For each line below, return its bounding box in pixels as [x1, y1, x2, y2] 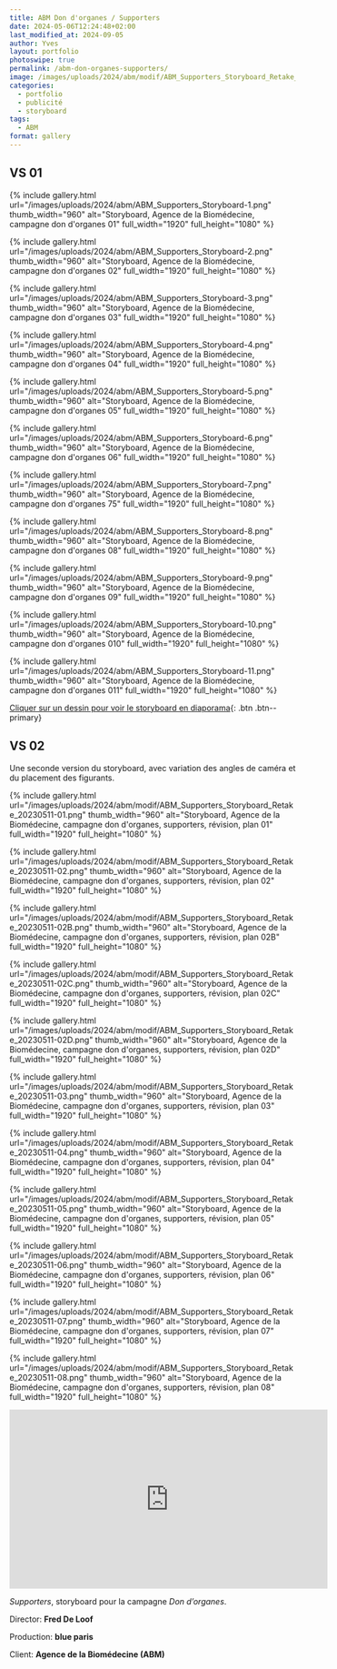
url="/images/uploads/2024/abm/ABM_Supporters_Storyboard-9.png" [9, 572, 273, 583]
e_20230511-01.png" [9, 809, 86, 819]
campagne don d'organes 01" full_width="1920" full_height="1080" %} [9, 218, 274, 229]
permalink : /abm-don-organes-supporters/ [9, 65, 169, 74]
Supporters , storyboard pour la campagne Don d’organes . [9, 1595, 227, 1606]
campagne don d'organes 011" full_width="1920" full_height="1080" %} [9, 684, 278, 696]
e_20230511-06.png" [9, 1259, 88, 1270]
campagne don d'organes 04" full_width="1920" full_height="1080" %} [9, 358, 276, 369]
